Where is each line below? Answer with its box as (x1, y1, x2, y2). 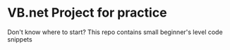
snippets (7, 35, 33, 43)
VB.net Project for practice (7, 5, 167, 21)
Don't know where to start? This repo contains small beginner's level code (7, 28, 224, 36)
